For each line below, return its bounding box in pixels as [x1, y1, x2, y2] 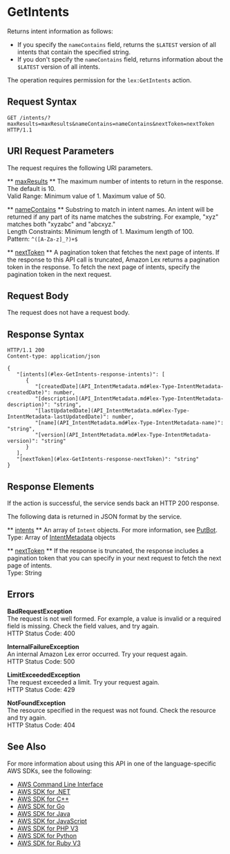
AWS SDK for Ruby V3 [17, 839, 81, 847]
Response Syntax [7, 328, 84, 340]
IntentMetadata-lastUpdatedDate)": [7, 413, 110, 421]
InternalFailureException [7, 642, 79, 651]
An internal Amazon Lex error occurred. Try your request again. [7, 650, 188, 658]
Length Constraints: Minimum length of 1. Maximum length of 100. [7, 227, 195, 235]
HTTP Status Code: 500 [7, 657, 75, 665]
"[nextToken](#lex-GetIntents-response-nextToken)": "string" [16, 456, 199, 463]
